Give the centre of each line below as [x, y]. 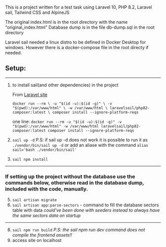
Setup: [16, 68]
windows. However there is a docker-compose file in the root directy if [77, 47]
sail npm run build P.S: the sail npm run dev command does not [79, 230]
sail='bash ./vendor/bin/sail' [44, 150]
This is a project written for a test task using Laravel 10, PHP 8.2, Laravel [79, 7]
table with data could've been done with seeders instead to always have [86, 210]
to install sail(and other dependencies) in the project [65, 85]
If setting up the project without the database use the [70, 177]
